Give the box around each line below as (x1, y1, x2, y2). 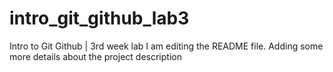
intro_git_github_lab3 (9, 7, 190, 30)
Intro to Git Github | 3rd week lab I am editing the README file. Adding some (9, 40, 324, 52)
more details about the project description (9, 50, 182, 62)
